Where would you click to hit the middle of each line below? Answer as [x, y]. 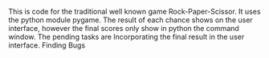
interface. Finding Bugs [47, 45]
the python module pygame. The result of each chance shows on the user [130, 20]
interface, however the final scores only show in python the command [124, 28]
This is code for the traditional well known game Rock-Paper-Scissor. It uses [134, 12]
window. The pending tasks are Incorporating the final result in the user [126, 37]
